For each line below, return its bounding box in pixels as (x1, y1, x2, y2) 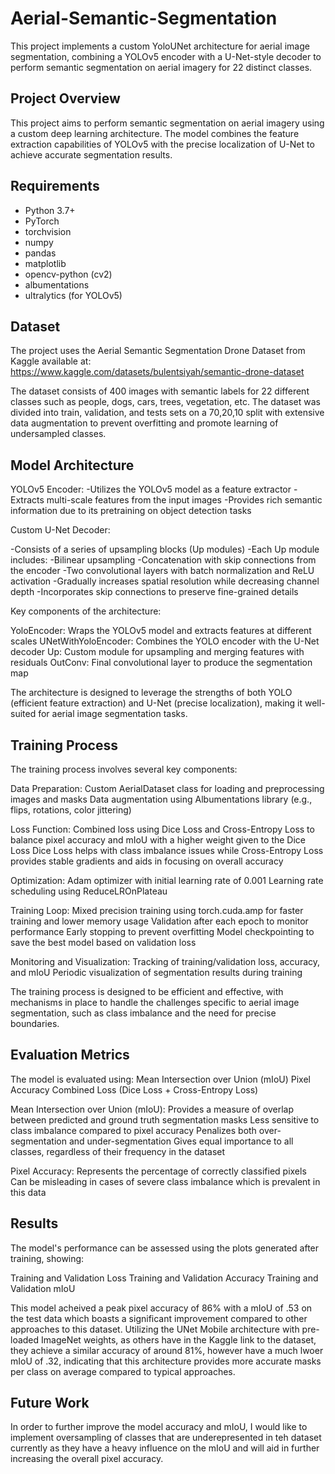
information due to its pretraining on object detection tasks (10, 505, 252, 517)
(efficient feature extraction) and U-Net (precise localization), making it (10, 697, 303, 709)
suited (10, 708, 37, 720)
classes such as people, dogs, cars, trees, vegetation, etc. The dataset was (10, 396, 321, 408)
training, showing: (10, 1252, 85, 1264)
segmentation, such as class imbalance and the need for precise (10, 1007, 277, 1019)
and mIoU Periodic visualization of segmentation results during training (10, 967, 303, 978)
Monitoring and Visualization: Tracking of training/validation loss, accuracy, (10, 956, 321, 967)
